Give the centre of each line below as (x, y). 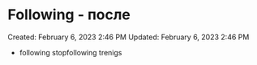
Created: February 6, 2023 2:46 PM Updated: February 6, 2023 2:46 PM (128, 37)
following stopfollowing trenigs (71, 52)
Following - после (69, 15)
